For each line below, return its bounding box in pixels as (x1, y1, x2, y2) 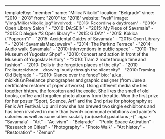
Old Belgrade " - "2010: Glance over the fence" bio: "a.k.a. (5, 72, 123, 78)
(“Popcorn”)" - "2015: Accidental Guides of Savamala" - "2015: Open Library (5, 36, 160, 42)
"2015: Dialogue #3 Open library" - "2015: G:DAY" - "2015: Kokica (5, 30, 137, 36)
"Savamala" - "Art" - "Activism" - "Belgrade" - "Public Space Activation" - (5, 119, 155, 125)
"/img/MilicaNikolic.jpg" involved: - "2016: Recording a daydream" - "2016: (5, 20, 156, 26)
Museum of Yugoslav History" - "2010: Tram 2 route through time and (5, 57, 146, 62)
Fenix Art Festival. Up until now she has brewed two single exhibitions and (5, 103, 155, 109)
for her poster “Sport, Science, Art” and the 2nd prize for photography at (5, 98, 152, 104)
